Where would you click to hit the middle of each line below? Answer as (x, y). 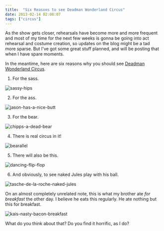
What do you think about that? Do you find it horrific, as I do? (67, 224)
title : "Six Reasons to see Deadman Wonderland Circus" (65, 10)
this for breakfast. (23, 204)
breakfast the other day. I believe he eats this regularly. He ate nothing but (81, 199)
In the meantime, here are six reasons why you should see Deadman (75, 64)
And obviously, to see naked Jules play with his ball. (65, 174)
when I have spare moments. (35, 54)
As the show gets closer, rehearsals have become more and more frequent (81, 33)
